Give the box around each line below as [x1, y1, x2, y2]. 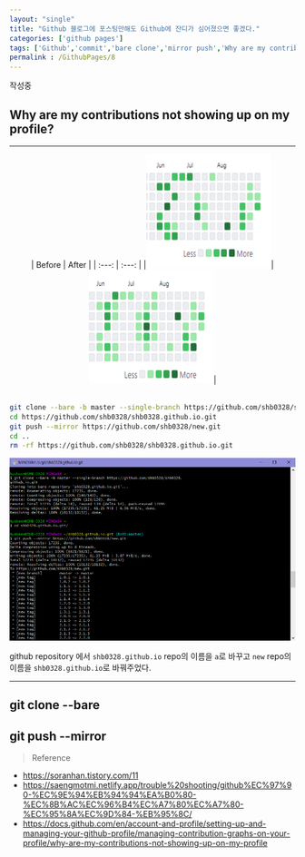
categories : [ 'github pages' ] [9, 34, 124, 43]
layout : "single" [9, 15, 75, 24]
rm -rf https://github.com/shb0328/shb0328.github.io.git [9, 441, 233, 450]
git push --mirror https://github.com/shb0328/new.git [9, 422, 221, 431]
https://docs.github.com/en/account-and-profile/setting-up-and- [22, 818, 267, 830]
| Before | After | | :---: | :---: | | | [31, 259, 274, 270]
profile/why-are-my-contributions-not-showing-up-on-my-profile [22, 838, 268, 849]
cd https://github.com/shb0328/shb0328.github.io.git [9, 412, 218, 421]
